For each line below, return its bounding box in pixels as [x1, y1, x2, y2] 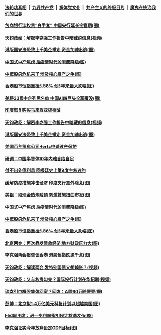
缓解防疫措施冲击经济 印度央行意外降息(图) [5, 180, 91, 186]
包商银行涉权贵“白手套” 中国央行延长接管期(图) [5, 22, 100, 29]
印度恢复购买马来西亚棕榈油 [5, 107, 61, 113]
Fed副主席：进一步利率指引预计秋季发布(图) [5, 313, 93, 318]
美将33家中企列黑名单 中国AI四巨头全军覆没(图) [5, 95, 101, 101]
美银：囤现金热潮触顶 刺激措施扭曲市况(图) [5, 192, 91, 198]
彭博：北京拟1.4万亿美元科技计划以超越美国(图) [5, 300, 100, 306]
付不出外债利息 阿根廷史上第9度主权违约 [5, 167, 86, 173]
